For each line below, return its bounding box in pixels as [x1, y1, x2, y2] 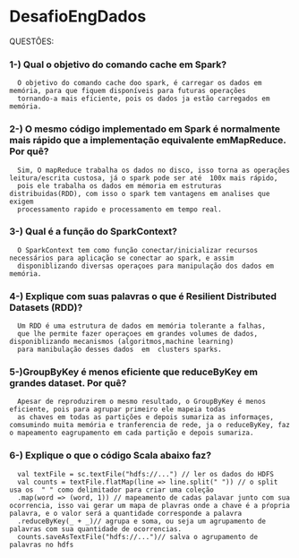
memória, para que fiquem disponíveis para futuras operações [9, 87, 246, 96]
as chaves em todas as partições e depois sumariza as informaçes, [17, 413, 275, 422]
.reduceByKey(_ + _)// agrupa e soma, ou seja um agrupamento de [17, 517, 267, 526]
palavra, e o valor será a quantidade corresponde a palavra [9, 509, 243, 518]
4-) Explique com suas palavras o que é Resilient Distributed [9, 289, 278, 302]
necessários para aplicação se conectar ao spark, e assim [9, 253, 235, 262]
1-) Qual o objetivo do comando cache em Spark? [9, 58, 226, 71]
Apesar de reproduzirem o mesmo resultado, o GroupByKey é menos [17, 397, 267, 407]
